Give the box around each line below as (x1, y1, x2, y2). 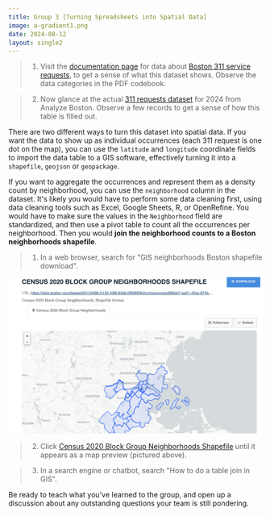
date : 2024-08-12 (8, 30, 67, 38)
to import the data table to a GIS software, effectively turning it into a (8, 153, 236, 163)
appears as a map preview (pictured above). (39, 450, 187, 460)
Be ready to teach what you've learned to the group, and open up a (8, 489, 231, 499)
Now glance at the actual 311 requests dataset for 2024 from (39, 94, 242, 104)
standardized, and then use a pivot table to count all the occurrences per (8, 220, 251, 230)
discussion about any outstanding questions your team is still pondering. (8, 498, 249, 508)
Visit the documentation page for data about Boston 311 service (39, 61, 251, 72)
